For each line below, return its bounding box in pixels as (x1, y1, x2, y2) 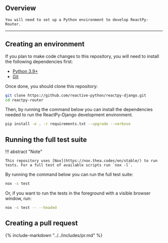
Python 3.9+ (12, 68, 38, 74)
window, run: (5, 195, 32, 201)
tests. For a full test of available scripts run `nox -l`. (5, 162, 133, 168)
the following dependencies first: (5, 58, 73, 64)
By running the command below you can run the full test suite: (5, 171, 133, 177)
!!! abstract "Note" (5, 148, 42, 154)
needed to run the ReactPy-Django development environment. (5, 112, 133, 118)
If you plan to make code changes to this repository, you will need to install (5, 53, 159, 59)
